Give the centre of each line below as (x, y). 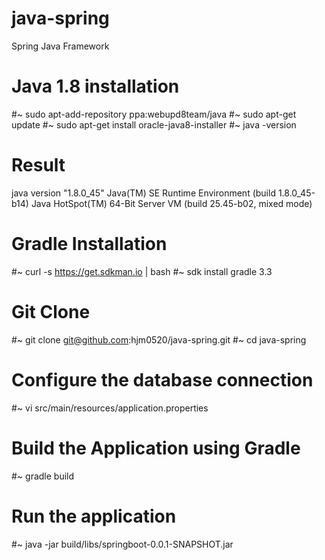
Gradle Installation (89, 244)
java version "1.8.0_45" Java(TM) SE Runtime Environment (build (143, 193)
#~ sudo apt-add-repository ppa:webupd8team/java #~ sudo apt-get (154, 114)
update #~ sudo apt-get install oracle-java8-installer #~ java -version (154, 124)
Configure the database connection (162, 379)
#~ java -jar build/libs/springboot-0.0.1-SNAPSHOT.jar (122, 544)
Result (38, 165)
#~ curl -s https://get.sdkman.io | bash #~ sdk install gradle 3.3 (142, 271)
